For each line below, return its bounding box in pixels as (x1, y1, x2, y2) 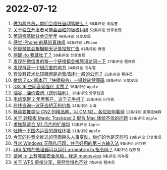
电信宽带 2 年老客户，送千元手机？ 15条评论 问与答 (13, 96, 115, 102)
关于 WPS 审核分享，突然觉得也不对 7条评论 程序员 (13, 159, 115, 165)
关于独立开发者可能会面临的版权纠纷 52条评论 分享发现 (13, 26, 122, 33)
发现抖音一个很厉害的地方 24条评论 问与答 (13, 64, 96, 71)
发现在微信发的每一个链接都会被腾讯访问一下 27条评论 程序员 (13, 58, 136, 64)
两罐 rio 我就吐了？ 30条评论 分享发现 (13, 51, 86, 58)
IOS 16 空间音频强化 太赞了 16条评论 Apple (13, 83, 99, 89)
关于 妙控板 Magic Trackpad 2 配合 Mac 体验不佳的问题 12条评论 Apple (13, 115, 158, 121)
